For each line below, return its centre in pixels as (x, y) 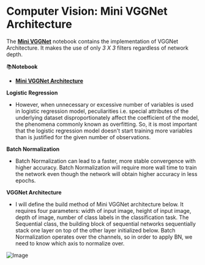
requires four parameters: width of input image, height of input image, (103, 210)
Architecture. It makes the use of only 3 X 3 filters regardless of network (97, 48)
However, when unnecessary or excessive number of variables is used (104, 104)
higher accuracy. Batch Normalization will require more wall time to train (106, 167)
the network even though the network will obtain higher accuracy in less (106, 174)
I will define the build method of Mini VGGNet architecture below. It (99, 204)
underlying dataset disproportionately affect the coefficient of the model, (107, 117)
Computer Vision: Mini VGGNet (87, 11)
